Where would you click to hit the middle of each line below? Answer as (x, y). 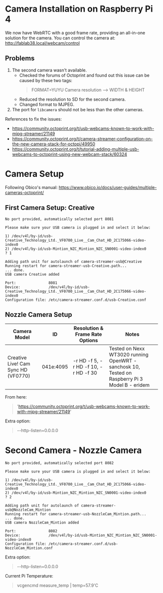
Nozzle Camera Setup (39, 314)
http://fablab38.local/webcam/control (42, 43)
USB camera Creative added (32, 274)
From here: (16, 397)
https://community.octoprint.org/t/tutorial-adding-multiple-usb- (75, 149)
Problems (20, 59)
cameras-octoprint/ (24, 192)
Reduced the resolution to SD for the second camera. (73, 99)
